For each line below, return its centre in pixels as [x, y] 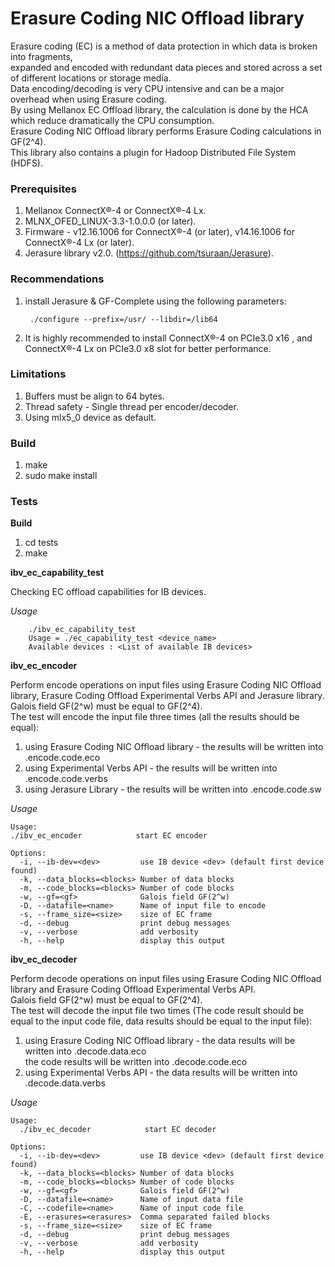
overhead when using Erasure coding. [88, 99]
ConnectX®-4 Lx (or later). [79, 243]
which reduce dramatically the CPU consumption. [112, 120]
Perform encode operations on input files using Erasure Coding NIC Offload [166, 685]
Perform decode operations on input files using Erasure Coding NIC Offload [166, 979]
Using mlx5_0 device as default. [90, 417]
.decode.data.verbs [65, 1083]
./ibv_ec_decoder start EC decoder [118, 1130]
